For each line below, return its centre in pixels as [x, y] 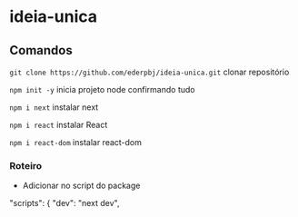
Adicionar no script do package [81, 186]
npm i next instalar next [54, 107]
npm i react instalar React [59, 125]
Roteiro [26, 165]
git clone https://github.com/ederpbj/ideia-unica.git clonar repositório [149, 72]
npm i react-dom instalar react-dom [76, 142]
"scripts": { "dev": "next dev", [65, 203]
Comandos [41, 50]
